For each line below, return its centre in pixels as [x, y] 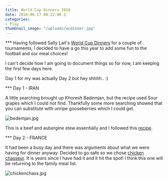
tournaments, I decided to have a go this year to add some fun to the [76, 48]
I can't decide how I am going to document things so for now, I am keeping [82, 63]
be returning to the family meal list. [41, 163]
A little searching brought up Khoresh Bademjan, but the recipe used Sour [81, 98]
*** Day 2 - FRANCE [26, 138]
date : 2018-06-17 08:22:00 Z [36, 15]
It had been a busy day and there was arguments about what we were [77, 148]
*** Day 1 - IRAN [22, 88]
